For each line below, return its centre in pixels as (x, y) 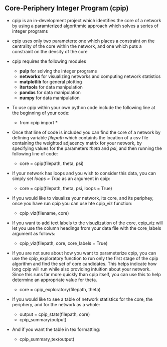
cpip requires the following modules (49, 61)
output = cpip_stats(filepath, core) (55, 314)
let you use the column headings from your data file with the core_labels (87, 228)
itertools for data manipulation (51, 87)
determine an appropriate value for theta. (54, 280)
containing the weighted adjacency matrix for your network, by (77, 143)
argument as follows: (34, 233)
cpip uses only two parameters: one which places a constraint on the (83, 41)
